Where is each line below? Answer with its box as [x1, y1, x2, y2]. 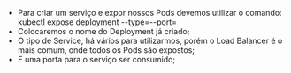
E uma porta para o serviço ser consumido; [17, 55, 175, 64]
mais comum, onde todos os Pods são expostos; [17, 45, 195, 55]
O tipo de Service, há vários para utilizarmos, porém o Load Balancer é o [17, 35, 283, 46]
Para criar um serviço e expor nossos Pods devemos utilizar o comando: [17, 8, 282, 18]
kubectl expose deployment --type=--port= [17, 17, 178, 27]
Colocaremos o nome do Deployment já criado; [17, 26, 190, 36]
